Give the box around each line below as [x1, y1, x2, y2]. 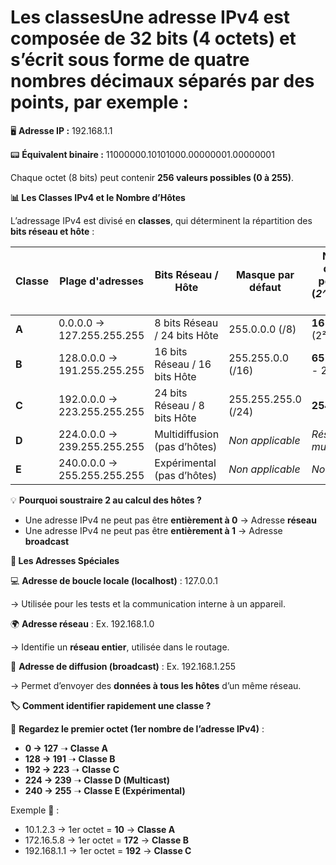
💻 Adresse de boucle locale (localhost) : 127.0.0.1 [10, 574, 218, 586]
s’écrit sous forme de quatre [10, 49, 250, 71]
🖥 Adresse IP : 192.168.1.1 [10, 124, 113, 136]
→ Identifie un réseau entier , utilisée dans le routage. [10, 641, 230, 653]
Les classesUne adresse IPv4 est [10, 6, 291, 29]
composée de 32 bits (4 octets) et [10, 27, 297, 50]
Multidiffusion [154, 427, 220, 441]
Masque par [235, 267, 295, 281]
